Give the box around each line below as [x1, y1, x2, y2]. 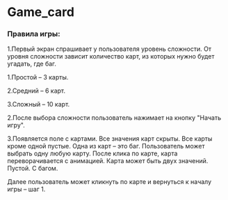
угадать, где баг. [7, 60, 57, 68]
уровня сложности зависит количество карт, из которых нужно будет [7, 52, 215, 61]
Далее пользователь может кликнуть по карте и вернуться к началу [7, 178, 212, 186]
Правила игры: [7, 29, 60, 39]
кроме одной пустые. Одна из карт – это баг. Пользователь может [7, 142, 205, 151]
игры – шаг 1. [7, 185, 46, 194]
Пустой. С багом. [7, 164, 58, 173]
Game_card [7, 4, 75, 20]
